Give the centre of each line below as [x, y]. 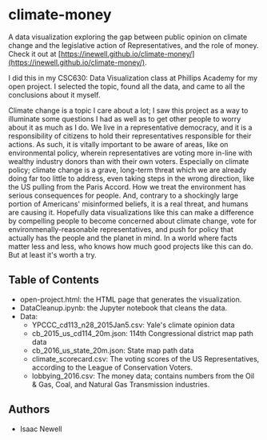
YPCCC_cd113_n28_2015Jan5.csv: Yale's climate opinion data [133, 325]
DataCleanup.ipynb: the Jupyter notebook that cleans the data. [124, 308]
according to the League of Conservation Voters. [112, 367]
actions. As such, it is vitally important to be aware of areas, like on [118, 144]
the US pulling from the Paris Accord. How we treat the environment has [127, 186]
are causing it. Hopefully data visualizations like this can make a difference [131, 212]
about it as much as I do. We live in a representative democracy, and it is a [130, 127]
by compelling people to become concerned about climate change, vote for [133, 221]
